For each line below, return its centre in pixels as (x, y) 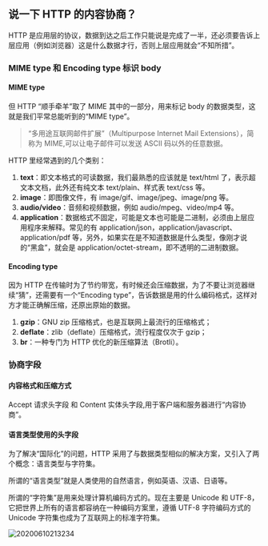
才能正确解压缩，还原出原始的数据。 (74, 305)
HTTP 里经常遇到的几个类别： (57, 160)
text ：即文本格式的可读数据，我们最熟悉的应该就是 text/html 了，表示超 (138, 177)
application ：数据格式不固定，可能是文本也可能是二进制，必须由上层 (134, 217)
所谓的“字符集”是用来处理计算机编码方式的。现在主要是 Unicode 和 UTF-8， (134, 498)
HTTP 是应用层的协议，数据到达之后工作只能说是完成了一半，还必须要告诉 (131, 35)
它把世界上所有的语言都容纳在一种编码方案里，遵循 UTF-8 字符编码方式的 (130, 508)
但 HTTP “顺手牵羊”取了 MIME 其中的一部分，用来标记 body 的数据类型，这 (132, 106)
